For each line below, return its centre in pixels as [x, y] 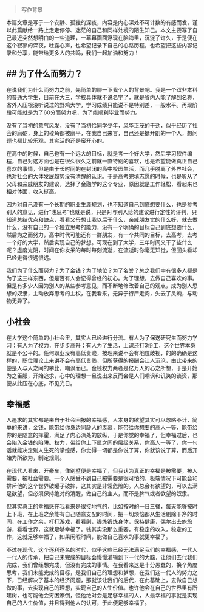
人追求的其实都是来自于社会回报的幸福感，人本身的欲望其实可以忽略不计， [99, 420]
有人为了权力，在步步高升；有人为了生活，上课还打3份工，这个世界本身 [106, 345]
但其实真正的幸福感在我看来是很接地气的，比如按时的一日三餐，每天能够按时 [102, 506]
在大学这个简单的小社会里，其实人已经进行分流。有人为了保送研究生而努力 [99, 337]
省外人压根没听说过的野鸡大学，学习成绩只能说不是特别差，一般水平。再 [97, 105]
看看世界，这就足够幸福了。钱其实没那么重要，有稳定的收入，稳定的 [102, 529]
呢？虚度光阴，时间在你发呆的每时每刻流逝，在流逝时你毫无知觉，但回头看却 [102, 250]
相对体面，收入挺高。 [33, 191]
